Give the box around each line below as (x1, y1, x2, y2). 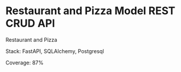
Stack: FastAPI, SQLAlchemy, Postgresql (5, 47, 104, 54)
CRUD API (5, 17, 56, 30)
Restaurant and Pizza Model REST (5, 4, 176, 18)
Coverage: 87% (5, 59, 44, 66)
